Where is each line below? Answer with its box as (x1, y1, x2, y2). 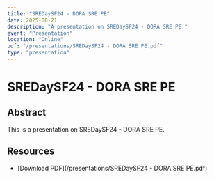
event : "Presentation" (7, 29, 73, 37)
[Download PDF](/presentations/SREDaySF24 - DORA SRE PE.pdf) (17, 164, 208, 172)
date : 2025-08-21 (7, 17, 58, 24)
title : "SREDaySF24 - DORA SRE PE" (7, 10, 110, 17)
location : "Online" (7, 36, 64, 43)
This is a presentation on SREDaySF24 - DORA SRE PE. (7, 125, 165, 133)
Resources (7, 146, 55, 157)
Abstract (7, 107, 47, 118)
